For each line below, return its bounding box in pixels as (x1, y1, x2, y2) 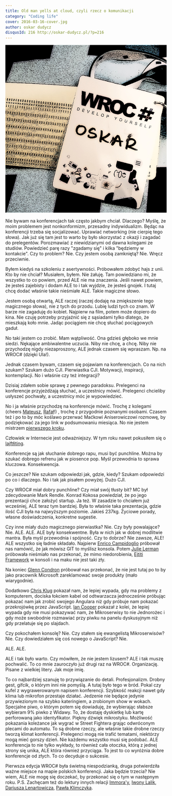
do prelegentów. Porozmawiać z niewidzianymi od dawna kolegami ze (5, 239, 153, 246)
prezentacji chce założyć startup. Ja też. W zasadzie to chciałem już (5, 497, 150, 504)
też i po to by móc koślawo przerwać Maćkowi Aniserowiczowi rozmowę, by (5, 414, 166, 420)
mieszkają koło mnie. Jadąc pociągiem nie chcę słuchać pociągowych (5, 320, 154, 326)
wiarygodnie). (5, 578, 35, 584)
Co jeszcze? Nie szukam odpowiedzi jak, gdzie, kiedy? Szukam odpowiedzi (5, 471, 165, 477)
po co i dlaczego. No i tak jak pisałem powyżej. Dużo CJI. (5, 477, 126, 483)
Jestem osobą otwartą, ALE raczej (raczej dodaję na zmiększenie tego (5, 298, 154, 304)
